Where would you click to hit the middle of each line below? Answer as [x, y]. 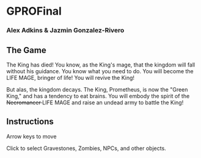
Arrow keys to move [31, 136]
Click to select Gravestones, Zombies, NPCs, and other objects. [86, 148]
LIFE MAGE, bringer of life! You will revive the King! [71, 77]
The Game [27, 50]
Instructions [30, 122]
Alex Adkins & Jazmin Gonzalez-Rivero [65, 31]
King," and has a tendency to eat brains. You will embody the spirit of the [98, 96]
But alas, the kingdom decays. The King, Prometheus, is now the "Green [97, 89]
